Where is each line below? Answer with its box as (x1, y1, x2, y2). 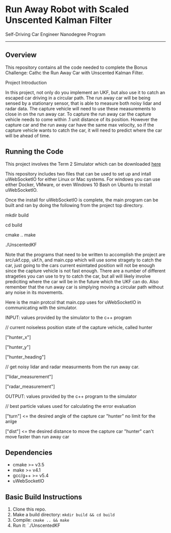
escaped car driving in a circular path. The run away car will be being (5, 95, 151, 101)
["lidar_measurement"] (5, 373, 53, 379)
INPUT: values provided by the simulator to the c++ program (5, 314, 132, 320)
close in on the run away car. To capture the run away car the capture (5, 111, 152, 117)
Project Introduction (5, 79, 47, 85)
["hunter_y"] (5, 344, 31, 350)
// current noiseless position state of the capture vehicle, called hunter (5, 324, 153, 330)
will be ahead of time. (5, 132, 50, 138)
